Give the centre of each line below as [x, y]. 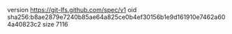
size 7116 [55, 24]
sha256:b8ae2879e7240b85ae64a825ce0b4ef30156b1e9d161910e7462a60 [116, 17]
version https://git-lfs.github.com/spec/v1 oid [72, 10]
